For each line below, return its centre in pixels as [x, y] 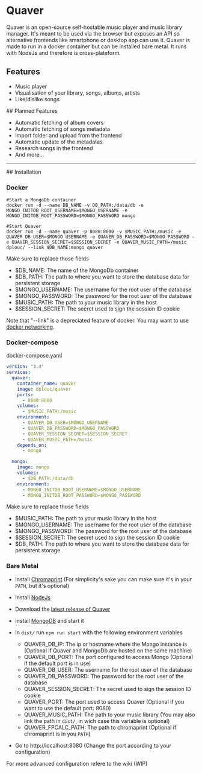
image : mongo [33, 467]
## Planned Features [32, 111]
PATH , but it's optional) [42, 585]
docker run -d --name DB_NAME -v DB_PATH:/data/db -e [75, 206]
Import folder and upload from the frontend [68, 135]
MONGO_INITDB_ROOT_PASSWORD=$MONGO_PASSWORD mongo [71, 216]
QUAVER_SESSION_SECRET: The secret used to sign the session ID [107, 689]
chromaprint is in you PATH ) [57, 734]
